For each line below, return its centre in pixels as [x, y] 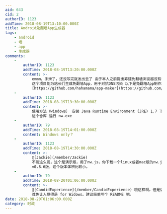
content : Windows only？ [48, 135]
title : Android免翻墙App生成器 [35, 28]
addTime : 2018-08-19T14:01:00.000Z [60, 130]
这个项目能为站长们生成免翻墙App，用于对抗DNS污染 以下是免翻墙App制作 [96, 83]
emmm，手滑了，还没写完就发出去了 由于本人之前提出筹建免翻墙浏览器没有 [96, 79]
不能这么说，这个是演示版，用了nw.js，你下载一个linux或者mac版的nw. [96, 162]
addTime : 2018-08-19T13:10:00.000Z [42, 24]
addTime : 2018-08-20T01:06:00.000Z [60, 181]
